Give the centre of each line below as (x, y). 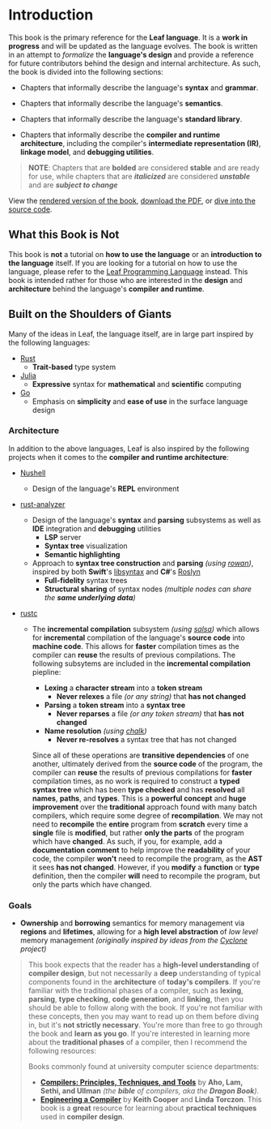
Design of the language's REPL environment (106, 488)
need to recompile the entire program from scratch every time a (140, 824)
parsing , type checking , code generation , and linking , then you (136, 999)
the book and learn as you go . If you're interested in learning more (139, 1034)
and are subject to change (73, 185)
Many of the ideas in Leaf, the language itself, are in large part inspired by (131, 333)
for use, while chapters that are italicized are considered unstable (139, 176)
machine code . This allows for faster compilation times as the (136, 646)
